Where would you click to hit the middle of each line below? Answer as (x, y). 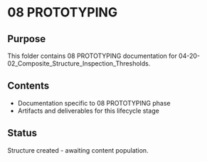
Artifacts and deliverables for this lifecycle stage (89, 111)
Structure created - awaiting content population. (78, 150)
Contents (28, 86)
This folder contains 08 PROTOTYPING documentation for (92, 56)
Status (22, 133)
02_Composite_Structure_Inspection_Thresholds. (79, 64)
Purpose (27, 39)
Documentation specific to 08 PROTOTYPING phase (94, 103)
